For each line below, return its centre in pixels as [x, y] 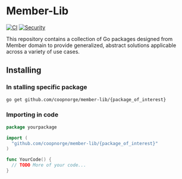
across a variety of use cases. [43, 51]
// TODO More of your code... [49, 165]
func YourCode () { [29, 160]
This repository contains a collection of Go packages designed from [90, 39]
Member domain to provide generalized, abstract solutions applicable [91, 45]
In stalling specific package [47, 87]
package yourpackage [32, 127]
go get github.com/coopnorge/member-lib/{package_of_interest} [86, 99]
